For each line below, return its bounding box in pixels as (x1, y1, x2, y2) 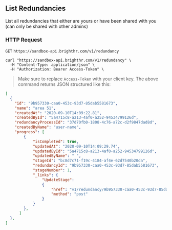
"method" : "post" (51, 191, 88, 197)
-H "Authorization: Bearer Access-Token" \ (10, 67, 104, 72)
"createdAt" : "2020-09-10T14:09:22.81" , (14, 110, 102, 115)
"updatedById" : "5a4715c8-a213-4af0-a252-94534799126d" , (32, 149, 157, 154)
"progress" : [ (14, 130, 45, 135)
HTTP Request (5, 36, 42, 43)
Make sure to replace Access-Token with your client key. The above (17, 76, 159, 82)
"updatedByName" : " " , (32, 153, 81, 158)
